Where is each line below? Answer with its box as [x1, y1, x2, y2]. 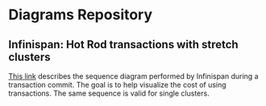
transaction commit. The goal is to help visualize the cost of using [8, 80, 227, 89]
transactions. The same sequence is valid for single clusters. [8, 88, 210, 98]
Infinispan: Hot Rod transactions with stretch [8, 38, 239, 51]
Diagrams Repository [8, 6, 153, 24]
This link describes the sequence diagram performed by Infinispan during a [8, 71, 259, 81]
